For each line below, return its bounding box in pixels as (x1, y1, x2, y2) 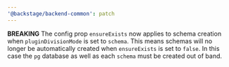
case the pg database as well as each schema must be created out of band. (7, 52, 223, 60)
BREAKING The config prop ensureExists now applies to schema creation (7, 29, 222, 38)
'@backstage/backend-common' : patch (7, 10, 115, 17)
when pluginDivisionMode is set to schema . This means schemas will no (7, 36, 213, 45)
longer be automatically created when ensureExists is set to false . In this (7, 44, 220, 52)
